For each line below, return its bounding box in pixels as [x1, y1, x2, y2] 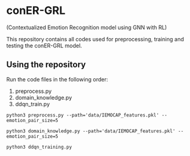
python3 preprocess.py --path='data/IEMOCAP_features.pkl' [6, 112, 160, 118]
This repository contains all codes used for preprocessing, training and [6, 35, 185, 42]
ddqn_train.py [15, 100, 50, 107]
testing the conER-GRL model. [6, 42, 82, 49]
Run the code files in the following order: [6, 75, 108, 83]
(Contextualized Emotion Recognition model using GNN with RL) [6, 24, 167, 31]
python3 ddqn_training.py [6, 144, 72, 150]
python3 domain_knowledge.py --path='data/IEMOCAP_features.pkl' [6, 128, 175, 134]
